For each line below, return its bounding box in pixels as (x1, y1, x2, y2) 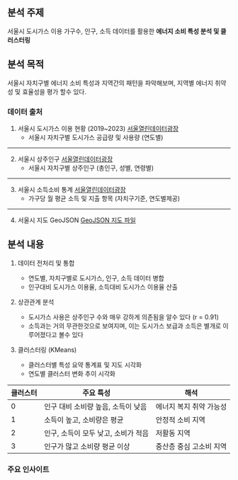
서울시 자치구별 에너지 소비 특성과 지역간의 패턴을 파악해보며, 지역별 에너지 (7, 79, 214, 87)
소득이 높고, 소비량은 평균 (43, 415, 124, 425)
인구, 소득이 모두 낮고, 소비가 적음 (43, 428, 149, 438)
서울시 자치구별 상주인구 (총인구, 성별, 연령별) (28, 164, 154, 172)
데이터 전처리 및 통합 (17, 258, 75, 267)
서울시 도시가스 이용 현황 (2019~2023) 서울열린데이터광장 (17, 124, 179, 132)
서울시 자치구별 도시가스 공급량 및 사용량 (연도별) (28, 133, 164, 142)
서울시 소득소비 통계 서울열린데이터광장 (17, 185, 126, 193)
